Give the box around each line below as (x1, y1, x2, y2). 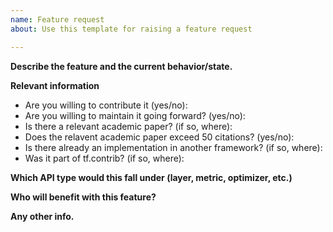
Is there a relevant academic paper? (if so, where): (24, 120, 233, 132)
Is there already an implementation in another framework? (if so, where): (24, 141, 323, 153)
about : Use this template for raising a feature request (10, 24, 253, 34)
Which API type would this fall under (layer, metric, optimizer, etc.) (10, 171, 293, 183)
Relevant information (10, 79, 100, 91)
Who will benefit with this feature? (10, 191, 157, 203)
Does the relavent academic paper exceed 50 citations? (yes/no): (24, 131, 295, 143)
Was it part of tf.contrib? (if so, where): (24, 152, 185, 164)
